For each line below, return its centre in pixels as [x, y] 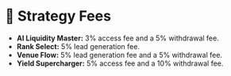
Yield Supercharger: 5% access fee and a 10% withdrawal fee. [120, 63]
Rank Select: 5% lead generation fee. [78, 46]
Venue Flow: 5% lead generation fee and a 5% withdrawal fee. [119, 55]
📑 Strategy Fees [58, 16]
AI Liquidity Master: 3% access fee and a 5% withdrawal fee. [117, 38]
